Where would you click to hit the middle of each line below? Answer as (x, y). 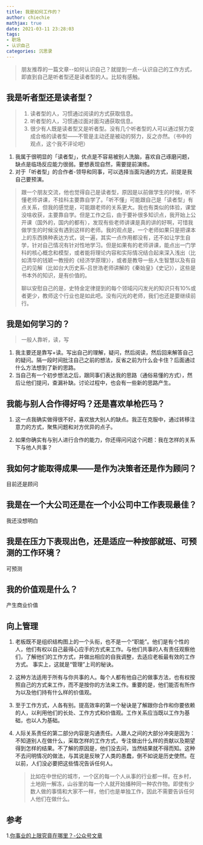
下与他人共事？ (34, 448)
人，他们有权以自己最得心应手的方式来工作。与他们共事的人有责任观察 (102, 649)
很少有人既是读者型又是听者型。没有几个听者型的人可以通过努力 (109, 128)
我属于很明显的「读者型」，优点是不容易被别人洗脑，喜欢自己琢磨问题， (104, 156)
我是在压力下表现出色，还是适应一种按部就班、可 (98, 542)
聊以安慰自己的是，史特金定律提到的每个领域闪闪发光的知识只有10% (106, 288)
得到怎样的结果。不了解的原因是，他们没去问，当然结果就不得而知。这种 (105, 748)
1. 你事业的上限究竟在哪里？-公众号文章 (54, 836)
